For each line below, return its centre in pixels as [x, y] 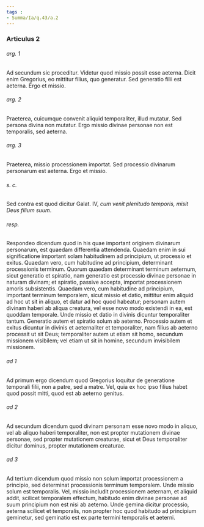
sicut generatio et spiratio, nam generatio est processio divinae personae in [101, 276]
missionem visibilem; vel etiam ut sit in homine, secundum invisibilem [93, 341]
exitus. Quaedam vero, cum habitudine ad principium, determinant [89, 263]
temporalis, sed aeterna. [37, 131]
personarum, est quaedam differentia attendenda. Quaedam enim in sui [96, 250]
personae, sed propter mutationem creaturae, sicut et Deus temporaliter [97, 439]
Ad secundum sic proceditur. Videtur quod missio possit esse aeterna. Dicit [101, 72]
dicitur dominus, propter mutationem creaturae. [66, 445]
